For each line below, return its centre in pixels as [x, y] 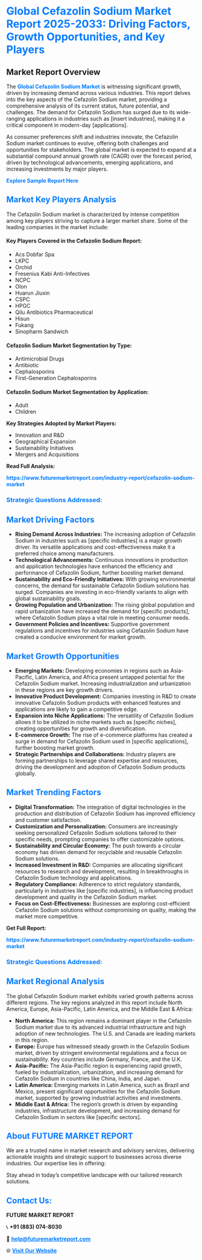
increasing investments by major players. [57, 169]
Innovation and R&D [39, 435]
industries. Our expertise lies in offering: [56, 1163]
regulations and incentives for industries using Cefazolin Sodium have [102, 631]
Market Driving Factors [50, 519]
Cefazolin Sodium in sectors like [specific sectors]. [78, 1117]
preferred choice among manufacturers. [65, 553]
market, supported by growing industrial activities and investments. [99, 1098]
